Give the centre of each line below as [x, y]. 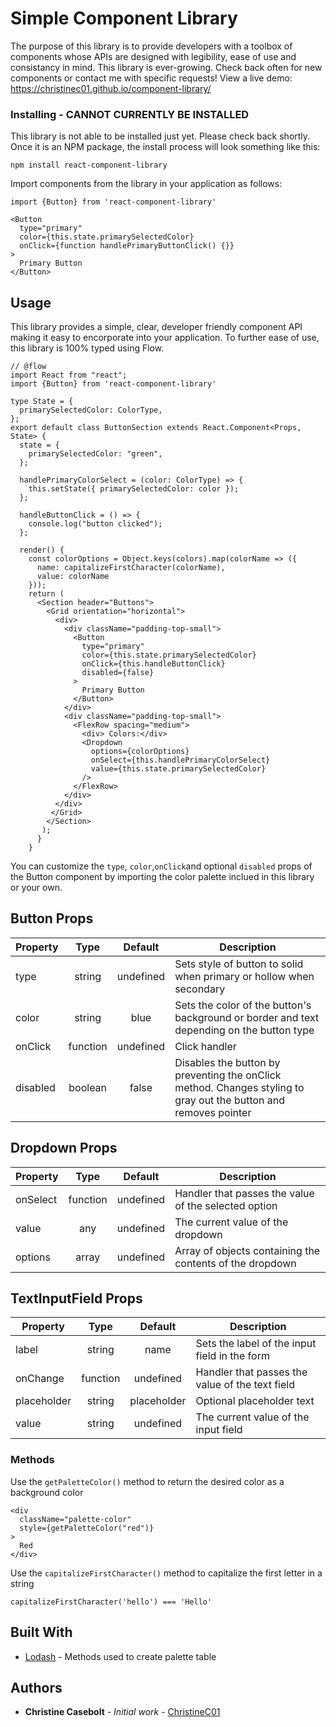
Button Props [52, 918]
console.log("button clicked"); [95, 524]
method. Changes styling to [239, 1087]
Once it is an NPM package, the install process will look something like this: [165, 147]
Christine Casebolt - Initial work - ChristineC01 [122, 1712]
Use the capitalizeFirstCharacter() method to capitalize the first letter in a [166, 1573]
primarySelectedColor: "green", [95, 454]
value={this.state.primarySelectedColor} [178, 769]
